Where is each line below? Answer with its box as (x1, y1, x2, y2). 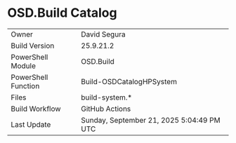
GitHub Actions (80, 104, 131, 114)
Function (11, 81, 40, 90)
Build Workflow (11, 104, 61, 114)
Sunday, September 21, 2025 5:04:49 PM (80, 115, 221, 125)
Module (11, 61, 37, 71)
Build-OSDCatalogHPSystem (80, 76, 178, 86)
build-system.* (80, 93, 132, 102)
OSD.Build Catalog (7, 5, 117, 21)
